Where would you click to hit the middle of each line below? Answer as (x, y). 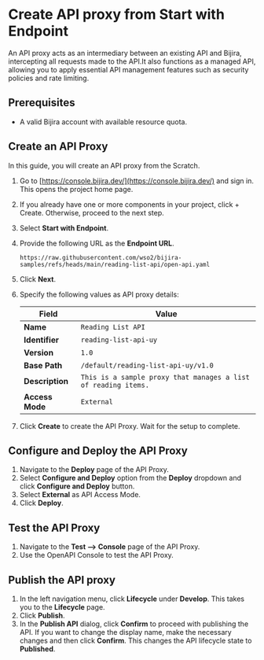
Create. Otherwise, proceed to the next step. (92, 212)
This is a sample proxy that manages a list (165, 377)
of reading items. (115, 385)
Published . (37, 649)
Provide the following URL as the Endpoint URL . (97, 243)
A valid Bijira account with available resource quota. (103, 122)
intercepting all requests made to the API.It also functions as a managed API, (132, 61)
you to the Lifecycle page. (62, 607)
